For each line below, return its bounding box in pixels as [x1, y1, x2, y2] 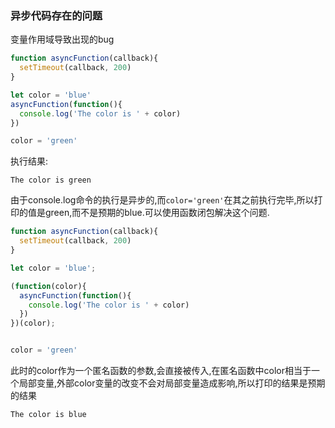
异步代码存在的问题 [10, 8, 103, 22]
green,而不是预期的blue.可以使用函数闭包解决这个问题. [44, 207, 270, 219]
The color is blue [10, 410, 87, 420]
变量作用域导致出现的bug [10, 33, 115, 46]
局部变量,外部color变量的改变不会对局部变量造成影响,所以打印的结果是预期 [18, 377, 326, 389]
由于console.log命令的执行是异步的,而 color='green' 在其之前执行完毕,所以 [10, 194, 315, 206]
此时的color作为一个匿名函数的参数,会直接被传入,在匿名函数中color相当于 [10, 365, 312, 377]
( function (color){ [10, 281, 87, 291]
